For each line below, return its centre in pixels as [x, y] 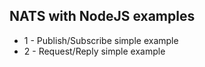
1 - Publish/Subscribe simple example [101, 40]
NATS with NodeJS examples [102, 16]
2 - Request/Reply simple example [94, 51]
